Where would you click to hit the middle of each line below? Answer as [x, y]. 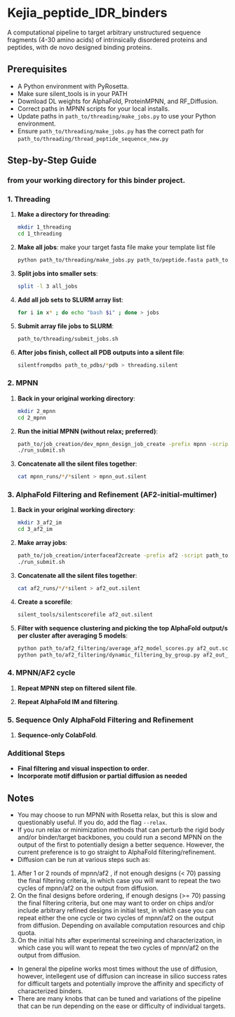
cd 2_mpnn [32, 418]
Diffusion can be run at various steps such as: [84, 860]
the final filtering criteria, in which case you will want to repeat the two [119, 881]
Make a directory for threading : [64, 215]
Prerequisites [37, 69]
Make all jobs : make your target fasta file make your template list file [116, 248]
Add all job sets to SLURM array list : [70, 299]
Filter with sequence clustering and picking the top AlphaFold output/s [122, 628]
